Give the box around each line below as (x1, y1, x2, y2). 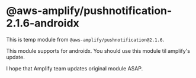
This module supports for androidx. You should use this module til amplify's (6, 47, 191, 54)
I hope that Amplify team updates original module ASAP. (6, 65, 143, 72)
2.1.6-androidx (6, 16, 80, 30)
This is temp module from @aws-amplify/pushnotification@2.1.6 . (6, 36, 165, 43)
